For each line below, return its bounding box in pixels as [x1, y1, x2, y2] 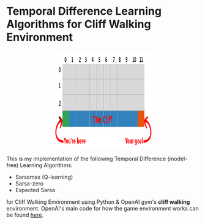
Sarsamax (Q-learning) [15, 173, 73, 181]
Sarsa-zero [15, 179, 44, 187]
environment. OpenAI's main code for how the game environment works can [6, 204, 199, 212]
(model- [167, 155, 188, 162]
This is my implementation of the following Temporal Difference [6, 155, 166, 162]
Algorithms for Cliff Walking [6, 17, 151, 31]
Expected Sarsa [15, 186, 56, 193]
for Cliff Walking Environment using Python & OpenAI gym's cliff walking [6, 198, 190, 206]
